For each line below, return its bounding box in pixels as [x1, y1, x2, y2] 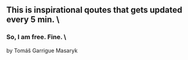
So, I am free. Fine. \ [6, 33, 67, 42]
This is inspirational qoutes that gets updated [6, 5, 183, 15]
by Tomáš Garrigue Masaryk [6, 47, 78, 54]
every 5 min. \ [6, 15, 60, 25]
